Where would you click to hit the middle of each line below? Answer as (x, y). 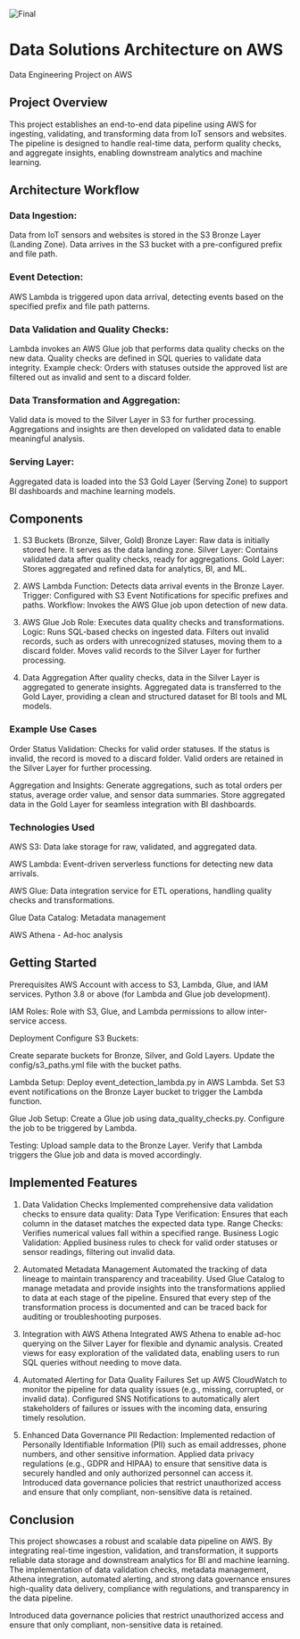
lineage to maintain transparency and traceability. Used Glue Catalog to (154, 1278)
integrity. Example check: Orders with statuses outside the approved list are (149, 368)
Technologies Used (52, 827)
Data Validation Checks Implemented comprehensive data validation (148, 1204)
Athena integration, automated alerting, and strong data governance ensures (150, 1579)
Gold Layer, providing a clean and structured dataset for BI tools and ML (154, 697)
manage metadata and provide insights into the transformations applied (154, 1288)
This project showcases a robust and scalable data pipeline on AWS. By (141, 1542)
